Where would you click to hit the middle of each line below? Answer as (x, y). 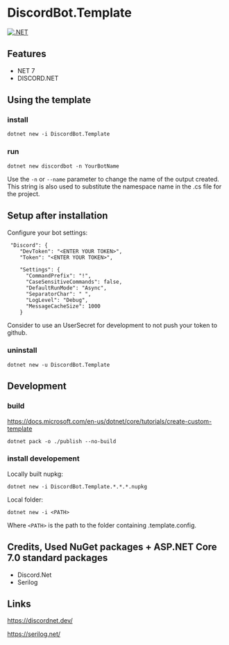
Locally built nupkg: (35, 474)
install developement (43, 459)
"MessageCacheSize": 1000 (63, 306)
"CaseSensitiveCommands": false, (74, 282)
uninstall (22, 351)
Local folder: (25, 500)
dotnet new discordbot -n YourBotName (63, 166)
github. (17, 333)
